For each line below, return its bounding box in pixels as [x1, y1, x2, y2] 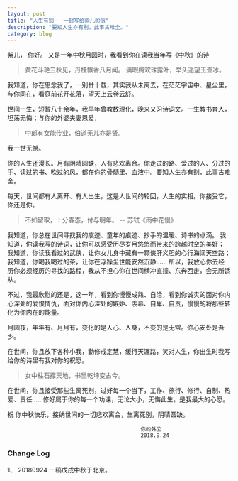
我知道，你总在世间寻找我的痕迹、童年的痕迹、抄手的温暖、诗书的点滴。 [7, 231, 218, 239]
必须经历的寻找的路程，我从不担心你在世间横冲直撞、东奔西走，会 [19, 266, 212, 275]
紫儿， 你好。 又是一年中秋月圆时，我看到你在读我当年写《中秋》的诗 [7, 50, 210, 59]
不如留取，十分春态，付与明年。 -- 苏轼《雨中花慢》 [24, 216, 177, 225]
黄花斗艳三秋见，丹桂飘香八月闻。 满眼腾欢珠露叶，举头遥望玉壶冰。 [24, 65, 225, 75]
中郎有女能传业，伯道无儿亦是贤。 [24, 129, 125, 137]
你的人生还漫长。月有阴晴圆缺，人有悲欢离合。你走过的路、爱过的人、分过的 [7, 159, 231, 168]
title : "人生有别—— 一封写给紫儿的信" [7, 17, 109, 24]
